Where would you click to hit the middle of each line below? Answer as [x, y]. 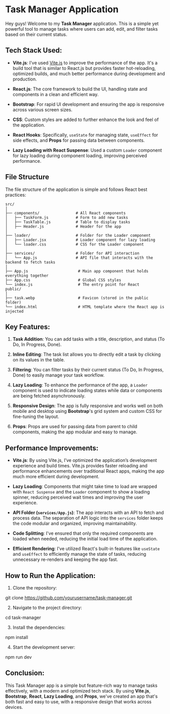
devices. [14, 707]
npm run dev [19, 657]
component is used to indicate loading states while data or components [87, 390]
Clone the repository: [35, 588]
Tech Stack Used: [34, 50]
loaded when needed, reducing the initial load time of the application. [85, 539]
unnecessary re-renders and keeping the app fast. [65, 559]
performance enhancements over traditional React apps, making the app [89, 471]
